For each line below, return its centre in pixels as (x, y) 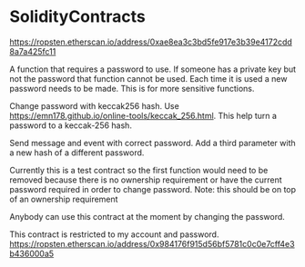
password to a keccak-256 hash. (71, 125)
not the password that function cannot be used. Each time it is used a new (148, 78)
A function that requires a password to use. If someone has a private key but (153, 69)
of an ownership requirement (64, 199)
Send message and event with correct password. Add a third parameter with (152, 143)
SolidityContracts (77, 17)
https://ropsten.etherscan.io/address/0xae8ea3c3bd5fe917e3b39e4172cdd (151, 42)
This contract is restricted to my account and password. (114, 234)
